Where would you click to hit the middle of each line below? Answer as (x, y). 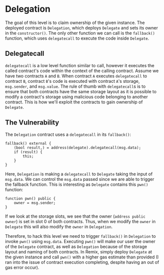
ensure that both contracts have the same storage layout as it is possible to (81, 91)
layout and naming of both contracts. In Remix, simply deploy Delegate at (79, 251)
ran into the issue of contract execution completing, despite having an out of (82, 262)
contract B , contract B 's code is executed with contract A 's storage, (72, 81)
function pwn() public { (30, 199)
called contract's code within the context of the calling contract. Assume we (82, 71)
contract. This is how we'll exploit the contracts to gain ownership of (74, 102)
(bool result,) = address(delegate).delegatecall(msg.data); (77, 148)
